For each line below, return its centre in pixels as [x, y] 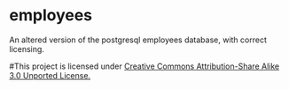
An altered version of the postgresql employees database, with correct [138, 40]
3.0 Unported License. [50, 75]
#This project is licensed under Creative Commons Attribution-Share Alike [144, 66]
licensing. [27, 48]
